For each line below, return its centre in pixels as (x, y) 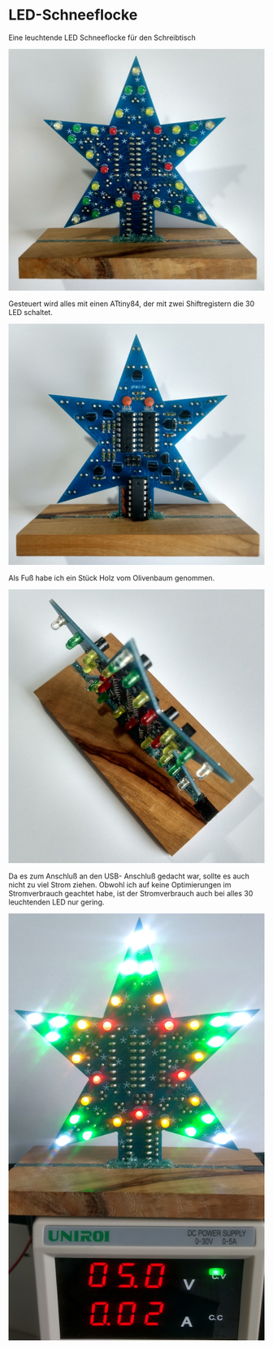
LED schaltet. (30, 313)
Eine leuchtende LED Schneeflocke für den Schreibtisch (102, 37)
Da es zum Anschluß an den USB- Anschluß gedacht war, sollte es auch (129, 876)
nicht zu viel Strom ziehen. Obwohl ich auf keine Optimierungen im (120, 885)
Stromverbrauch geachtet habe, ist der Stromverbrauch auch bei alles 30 (131, 893)
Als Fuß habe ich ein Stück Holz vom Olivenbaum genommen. (112, 578)
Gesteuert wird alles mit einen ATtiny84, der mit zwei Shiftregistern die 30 (132, 304)
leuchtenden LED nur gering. (56, 902)
